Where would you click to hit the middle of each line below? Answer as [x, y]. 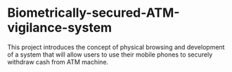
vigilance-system [60, 28]
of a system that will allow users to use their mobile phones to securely [110, 55]
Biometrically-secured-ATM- [94, 13]
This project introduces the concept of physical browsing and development [116, 47]
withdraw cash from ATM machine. [58, 62]
